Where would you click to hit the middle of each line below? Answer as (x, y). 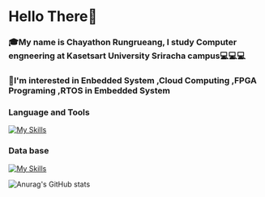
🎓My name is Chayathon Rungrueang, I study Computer (123, 42)
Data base (29, 151)
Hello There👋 (53, 17)
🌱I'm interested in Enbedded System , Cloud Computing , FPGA (132, 81)
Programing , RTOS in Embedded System (89, 90)
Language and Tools (49, 112)
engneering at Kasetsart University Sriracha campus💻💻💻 (127, 56)
